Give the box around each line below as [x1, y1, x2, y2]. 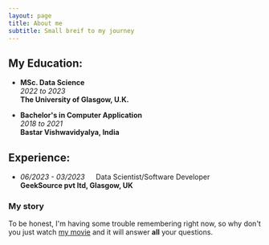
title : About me [8, 19, 63, 27]
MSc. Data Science [19, 78, 85, 88]
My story [8, 200, 44, 211]
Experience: [8, 150, 71, 165]
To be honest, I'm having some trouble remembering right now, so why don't [8, 218, 261, 229]
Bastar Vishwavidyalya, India [19, 128, 120, 137]
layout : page [8, 11, 52, 20]
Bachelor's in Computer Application [19, 110, 143, 120]
